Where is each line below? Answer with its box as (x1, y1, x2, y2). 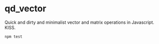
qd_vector (4, 3, 46, 14)
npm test (4, 34, 23, 39)
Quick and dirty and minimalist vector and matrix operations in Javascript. (4, 19, 155, 25)
